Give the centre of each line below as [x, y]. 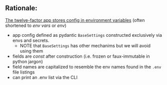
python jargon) [28, 61]
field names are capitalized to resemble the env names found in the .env [87, 67]
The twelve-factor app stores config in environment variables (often [75, 20]
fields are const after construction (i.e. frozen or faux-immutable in [81, 56]
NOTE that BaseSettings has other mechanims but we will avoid [85, 45]
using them [31, 51]
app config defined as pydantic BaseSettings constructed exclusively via [87, 35]
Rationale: [21, 8]
